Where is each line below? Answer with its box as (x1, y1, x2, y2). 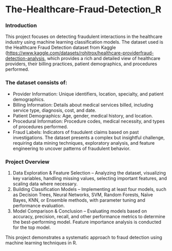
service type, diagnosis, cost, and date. (12, 107, 97, 113)
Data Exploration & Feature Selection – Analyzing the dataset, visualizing (12, 170, 166, 176)
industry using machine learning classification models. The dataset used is (5, 39, 163, 45)
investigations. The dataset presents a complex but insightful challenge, (12, 134, 165, 141)
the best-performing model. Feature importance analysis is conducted (12, 219, 162, 225)
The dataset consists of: (5, 79, 68, 86)
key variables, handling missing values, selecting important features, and (12, 176, 167, 182)
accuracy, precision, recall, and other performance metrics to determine (12, 214, 165, 220)
